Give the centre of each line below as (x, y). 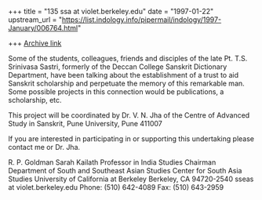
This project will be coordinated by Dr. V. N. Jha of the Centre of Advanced (129, 115)
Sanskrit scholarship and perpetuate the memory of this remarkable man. (126, 83)
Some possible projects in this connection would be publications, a (116, 92)
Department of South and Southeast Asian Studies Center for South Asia (125, 171)
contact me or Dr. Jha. (44, 147)
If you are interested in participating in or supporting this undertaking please (131, 139)
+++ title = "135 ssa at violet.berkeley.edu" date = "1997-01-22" (111, 11)
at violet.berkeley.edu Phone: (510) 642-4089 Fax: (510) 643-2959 (116, 187)
